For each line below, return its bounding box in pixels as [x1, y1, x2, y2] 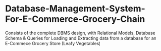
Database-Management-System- [5, 3, 145, 14]
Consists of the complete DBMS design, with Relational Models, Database [5, 30, 156, 36]
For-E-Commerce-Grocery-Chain [5, 13, 145, 25]
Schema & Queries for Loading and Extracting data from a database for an [5, 35, 157, 41]
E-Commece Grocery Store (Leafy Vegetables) [5, 40, 101, 46]
